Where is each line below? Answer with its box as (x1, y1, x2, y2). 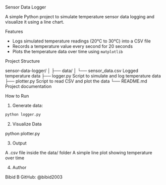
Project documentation (5, 83, 52, 89)
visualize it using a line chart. (5, 19, 64, 25)
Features (5, 29, 23, 34)
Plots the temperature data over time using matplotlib (12, 49, 123, 54)
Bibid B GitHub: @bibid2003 (5, 174, 63, 180)
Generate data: (12, 103, 43, 108)
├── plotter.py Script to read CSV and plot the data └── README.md (5, 78, 148, 84)
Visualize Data (12, 121, 42, 127)
